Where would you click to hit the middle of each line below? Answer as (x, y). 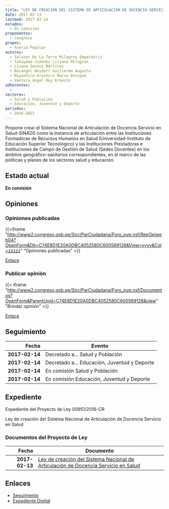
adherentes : (18, 85)
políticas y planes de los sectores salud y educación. (60, 160)
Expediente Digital (31, 501)
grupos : (13, 43)
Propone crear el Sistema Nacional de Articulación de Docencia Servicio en (83, 127)
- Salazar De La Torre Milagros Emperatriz (56, 57)
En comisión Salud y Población (81, 371)
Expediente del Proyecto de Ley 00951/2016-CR (55, 409)
